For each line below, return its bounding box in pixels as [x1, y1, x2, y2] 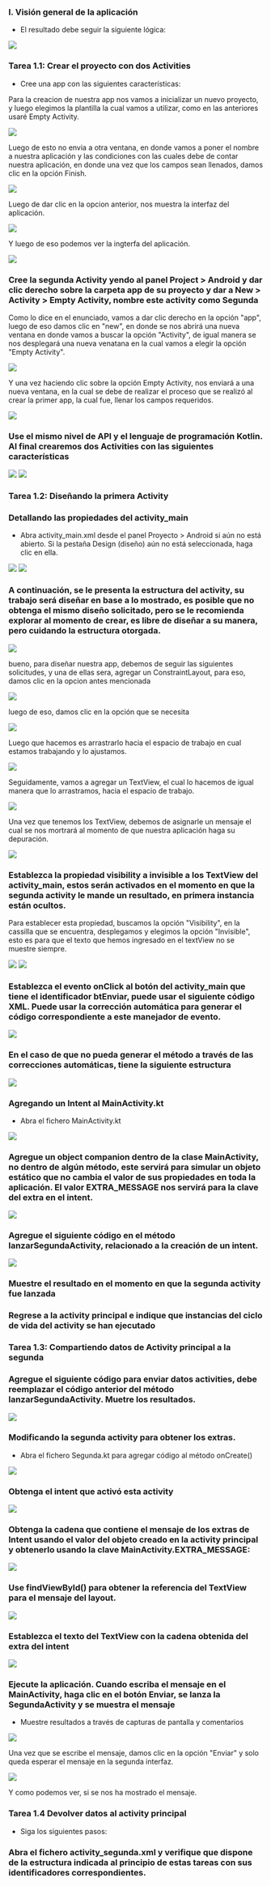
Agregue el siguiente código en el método [8, 1230, 176, 1241]
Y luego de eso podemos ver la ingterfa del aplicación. [8, 238, 191, 249]
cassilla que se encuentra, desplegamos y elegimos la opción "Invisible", [8, 926, 251, 936]
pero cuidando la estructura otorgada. [8, 625, 162, 636]
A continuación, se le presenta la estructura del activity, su [8, 585, 245, 596]
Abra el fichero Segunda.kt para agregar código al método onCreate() [19, 1450, 253, 1460]
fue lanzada [8, 1288, 57, 1300]
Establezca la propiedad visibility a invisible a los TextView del [8, 869, 259, 880]
